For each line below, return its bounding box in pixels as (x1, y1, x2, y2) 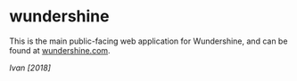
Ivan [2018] (9, 62, 52, 73)
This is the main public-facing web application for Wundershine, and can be (9, 36, 288, 46)
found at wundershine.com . (9, 45, 111, 55)
